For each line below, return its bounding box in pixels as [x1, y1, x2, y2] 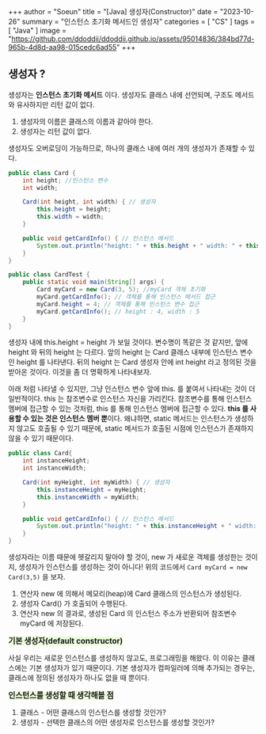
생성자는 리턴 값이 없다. [19, 126, 93, 136]
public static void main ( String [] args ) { [22, 278, 165, 287]
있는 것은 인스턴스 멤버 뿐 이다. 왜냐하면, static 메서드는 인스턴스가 [30, 414, 234, 424]
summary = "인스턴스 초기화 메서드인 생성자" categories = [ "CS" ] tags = [21, 17, 256, 26]
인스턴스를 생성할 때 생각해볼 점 [8, 690, 114, 701]
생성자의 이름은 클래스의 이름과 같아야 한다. [19, 116, 154, 126]
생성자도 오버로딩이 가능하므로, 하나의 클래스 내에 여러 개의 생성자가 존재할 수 [8, 143, 247, 153]
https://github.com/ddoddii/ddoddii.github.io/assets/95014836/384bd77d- [11, 34, 255, 44]
